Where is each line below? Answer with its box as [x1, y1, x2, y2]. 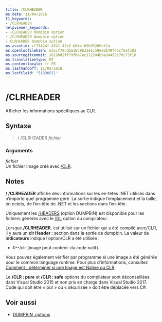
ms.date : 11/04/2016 [5, 12, 48, 17]
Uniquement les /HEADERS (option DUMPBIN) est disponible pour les [5, 210, 144, 216]
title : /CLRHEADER [5, 7, 43, 12]
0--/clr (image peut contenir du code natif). [12, 244, 100, 250]
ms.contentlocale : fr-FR [5, 61, 56, 66]
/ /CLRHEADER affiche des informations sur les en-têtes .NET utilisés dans [5, 190, 155, 196]
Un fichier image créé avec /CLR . [5, 163, 72, 169]
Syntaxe [5, 122, 31, 130]
